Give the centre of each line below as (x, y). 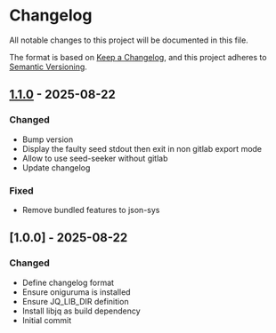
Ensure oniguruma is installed (76, 292)
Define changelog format (68, 282)
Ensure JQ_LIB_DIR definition (75, 301)
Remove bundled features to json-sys (91, 210)
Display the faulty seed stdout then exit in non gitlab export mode (142, 148)
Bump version (48, 139)
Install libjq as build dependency (81, 311)
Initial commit (47, 320)
